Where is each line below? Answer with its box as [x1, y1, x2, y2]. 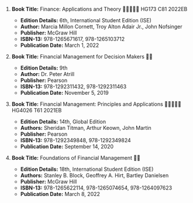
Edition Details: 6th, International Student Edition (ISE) [20, 17, 152, 23]
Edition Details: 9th [20, 64, 68, 71]
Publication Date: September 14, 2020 [20, 143, 114, 150]
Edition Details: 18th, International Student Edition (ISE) [20, 166, 154, 173]
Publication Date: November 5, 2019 [20, 90, 109, 96]
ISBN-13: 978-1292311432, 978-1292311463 [20, 83, 127, 90]
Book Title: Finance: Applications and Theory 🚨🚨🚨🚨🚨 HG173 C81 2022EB [11, 6, 188, 12]
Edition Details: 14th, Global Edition [20, 118, 106, 125]
